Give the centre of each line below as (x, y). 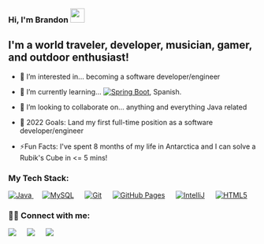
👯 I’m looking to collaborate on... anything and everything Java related (133, 107)
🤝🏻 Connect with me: (49, 215)
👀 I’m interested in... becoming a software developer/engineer (120, 76)
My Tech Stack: (39, 178)
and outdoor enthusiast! (69, 58)
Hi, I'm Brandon (38, 20)
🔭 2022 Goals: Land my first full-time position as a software (116, 122)
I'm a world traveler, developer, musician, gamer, (130, 45)
